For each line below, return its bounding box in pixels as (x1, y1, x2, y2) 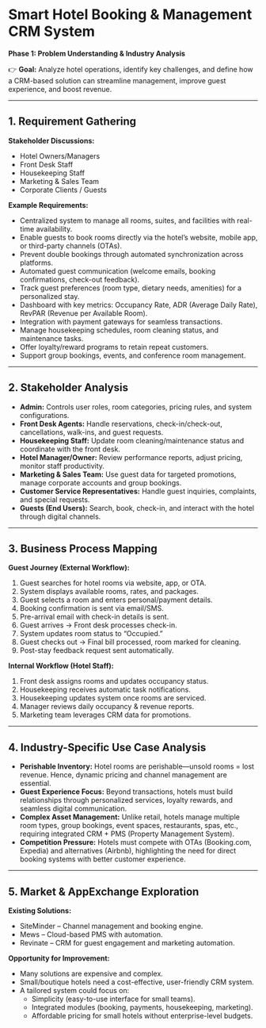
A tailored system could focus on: (19, 986, 130, 995)
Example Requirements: (8, 200, 89, 209)
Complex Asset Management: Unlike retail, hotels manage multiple (19, 812, 240, 822)
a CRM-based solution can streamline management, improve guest (8, 75, 226, 85)
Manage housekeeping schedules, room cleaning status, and (19, 325, 219, 335)
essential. (19, 779, 51, 788)
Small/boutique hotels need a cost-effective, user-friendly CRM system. (19, 977, 255, 987)
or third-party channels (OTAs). (19, 240, 123, 251)
